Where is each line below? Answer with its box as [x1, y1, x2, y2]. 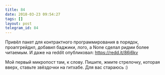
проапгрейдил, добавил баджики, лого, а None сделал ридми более [5, 44, 149, 50]
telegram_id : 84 [5, 26, 38, 31]
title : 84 [5, 7, 26, 12]
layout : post [5, 21, 32, 26]
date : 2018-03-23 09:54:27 [5, 12, 61, 17]
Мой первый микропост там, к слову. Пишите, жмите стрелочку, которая [5, 59, 160, 65]
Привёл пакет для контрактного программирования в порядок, [5, 39, 139, 45]
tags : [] [5, 16, 23, 21]
